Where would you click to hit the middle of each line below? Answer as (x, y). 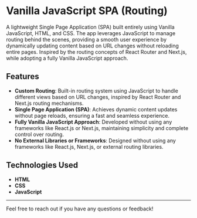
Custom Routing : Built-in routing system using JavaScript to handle (96, 91)
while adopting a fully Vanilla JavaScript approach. (67, 58)
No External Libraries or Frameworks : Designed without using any (95, 140)
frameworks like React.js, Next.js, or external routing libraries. (89, 147)
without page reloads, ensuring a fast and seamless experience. (92, 115)
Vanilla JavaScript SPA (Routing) (87, 11)
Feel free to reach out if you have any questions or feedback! (80, 209)
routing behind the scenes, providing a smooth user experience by (86, 39)
